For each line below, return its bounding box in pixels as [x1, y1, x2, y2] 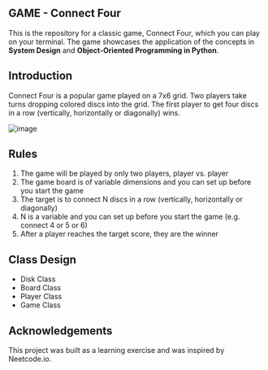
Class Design [8, 252, 77, 267]
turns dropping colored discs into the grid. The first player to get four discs [8, 99, 259, 109]
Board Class [19, 283, 62, 293]
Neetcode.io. [8, 354, 52, 364]
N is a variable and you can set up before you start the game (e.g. [19, 211, 240, 222]
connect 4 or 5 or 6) [19, 220, 88, 230]
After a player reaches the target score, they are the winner [19, 229, 219, 239]
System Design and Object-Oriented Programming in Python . [8, 45, 219, 55]
